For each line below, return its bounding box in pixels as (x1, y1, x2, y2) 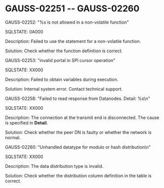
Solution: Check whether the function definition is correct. (5, 48, 123, 54)
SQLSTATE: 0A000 (5, 29, 43, 34)
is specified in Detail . (5, 120, 48, 125)
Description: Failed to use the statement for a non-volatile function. (5, 38, 141, 44)
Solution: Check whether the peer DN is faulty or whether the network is (5, 129, 152, 135)
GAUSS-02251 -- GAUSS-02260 (5, 3, 139, 14)
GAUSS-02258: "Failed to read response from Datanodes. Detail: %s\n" (5, 95, 150, 101)
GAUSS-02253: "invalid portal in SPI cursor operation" (5, 57, 116, 63)
